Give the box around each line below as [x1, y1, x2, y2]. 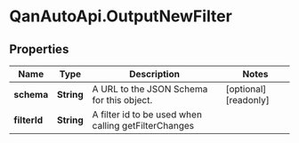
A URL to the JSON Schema [92, 83, 208, 95]
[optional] [225, 83, 267, 95]
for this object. [92, 94, 153, 106]
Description [128, 68, 181, 80]
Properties [9, 42, 69, 57]
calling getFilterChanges [92, 120, 194, 131]
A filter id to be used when [92, 108, 203, 121]
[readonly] [225, 94, 270, 106]
